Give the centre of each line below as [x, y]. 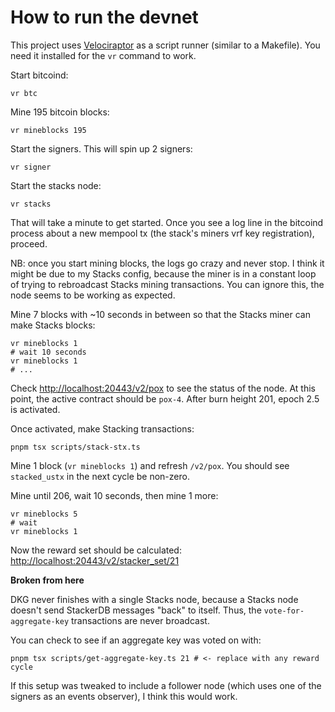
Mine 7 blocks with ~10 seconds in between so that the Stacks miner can [160, 314]
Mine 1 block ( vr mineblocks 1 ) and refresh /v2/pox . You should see [150, 465]
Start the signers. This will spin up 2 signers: [101, 148]
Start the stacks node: [56, 185]
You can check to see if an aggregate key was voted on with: [136, 640]
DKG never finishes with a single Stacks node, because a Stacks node [154, 599]
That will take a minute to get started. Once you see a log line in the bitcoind [167, 222]
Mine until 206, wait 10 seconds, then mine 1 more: [114, 495]
